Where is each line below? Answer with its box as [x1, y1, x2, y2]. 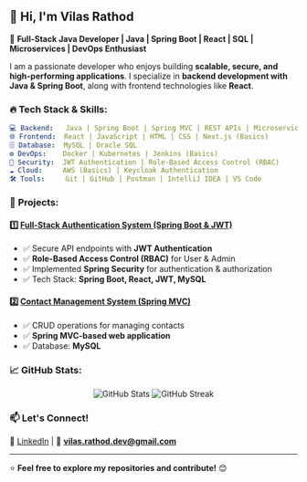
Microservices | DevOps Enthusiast [9, 43, 147, 54]
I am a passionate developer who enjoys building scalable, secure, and [9, 60, 279, 71]
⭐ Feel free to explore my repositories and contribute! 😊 [9, 463, 228, 474]
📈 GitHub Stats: [9, 364, 82, 377]
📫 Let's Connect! [9, 412, 90, 424]
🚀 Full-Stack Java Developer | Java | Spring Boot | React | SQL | [9, 33, 254, 44]
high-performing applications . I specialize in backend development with [9, 70, 288, 81]
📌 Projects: [9, 196, 59, 209]
